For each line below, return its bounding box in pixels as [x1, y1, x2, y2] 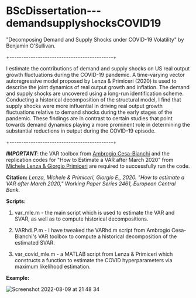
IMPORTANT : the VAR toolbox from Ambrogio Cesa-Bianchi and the [6, 150, 170, 157]
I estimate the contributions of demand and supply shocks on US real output [6, 65, 190, 72]
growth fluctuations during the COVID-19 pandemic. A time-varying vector [6, 71, 185, 78]
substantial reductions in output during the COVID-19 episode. [6, 127, 156, 134]
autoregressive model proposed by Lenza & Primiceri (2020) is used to [6, 77, 177, 84]
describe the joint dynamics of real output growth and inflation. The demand [6, 83, 190, 90]
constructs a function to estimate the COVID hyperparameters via [14, 256, 173, 263]
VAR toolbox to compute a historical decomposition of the [37, 233, 177, 240]
